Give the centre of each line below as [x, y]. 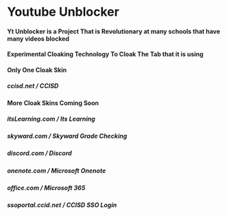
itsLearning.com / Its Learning [51, 119]
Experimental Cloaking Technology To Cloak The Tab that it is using [105, 54]
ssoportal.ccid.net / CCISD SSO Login [62, 205]
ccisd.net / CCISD [33, 86]
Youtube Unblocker [63, 12]
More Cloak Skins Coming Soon [53, 103]
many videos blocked [38, 38]
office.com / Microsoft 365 [46, 188]
